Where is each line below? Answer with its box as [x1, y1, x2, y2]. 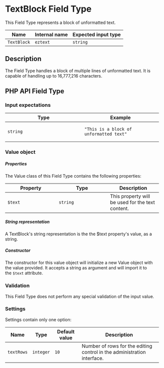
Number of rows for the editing [82, 343, 152, 349]
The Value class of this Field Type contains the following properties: [5, 173, 142, 179]
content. [110, 205, 129, 212]
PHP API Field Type [5, 87, 64, 96]
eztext [35, 39, 50, 45]
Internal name [35, 31, 68, 38]
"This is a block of [84, 126, 132, 132]
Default [57, 328, 75, 335]
